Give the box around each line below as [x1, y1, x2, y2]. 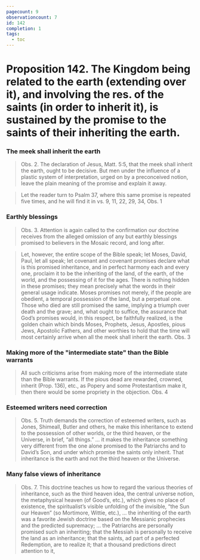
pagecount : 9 [6, 8, 39, 15]
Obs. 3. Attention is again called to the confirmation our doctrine [20, 226, 179, 233]
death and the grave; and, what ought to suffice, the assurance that [20, 308, 187, 315]
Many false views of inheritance [6, 470, 101, 479]
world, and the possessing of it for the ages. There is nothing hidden [20, 276, 190, 283]
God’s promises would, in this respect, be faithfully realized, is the [20, 314, 183, 321]
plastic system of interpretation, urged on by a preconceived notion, [20, 174, 189, 181]
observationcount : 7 [6, 14, 58, 20]
